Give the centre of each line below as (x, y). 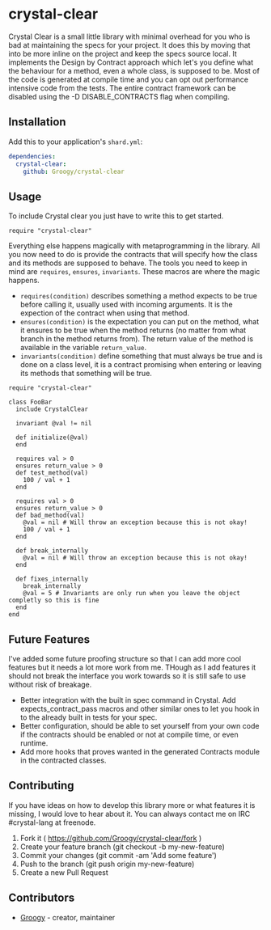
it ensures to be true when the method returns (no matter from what (133, 330)
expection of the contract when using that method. (105, 313)
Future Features (49, 639)
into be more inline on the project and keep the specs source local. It (123, 53)
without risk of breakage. (50, 685)
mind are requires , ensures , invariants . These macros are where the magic (134, 272)
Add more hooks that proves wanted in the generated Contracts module (140, 752)
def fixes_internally (52, 579)
